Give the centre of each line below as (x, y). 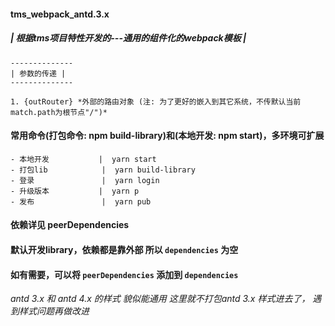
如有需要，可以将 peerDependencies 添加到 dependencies (124, 274)
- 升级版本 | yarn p (75, 191)
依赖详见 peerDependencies (70, 225)
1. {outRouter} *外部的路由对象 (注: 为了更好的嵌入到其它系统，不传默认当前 (156, 101)
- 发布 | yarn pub (81, 201)
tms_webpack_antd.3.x (60, 14)
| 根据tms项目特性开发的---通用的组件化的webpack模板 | (128, 38)
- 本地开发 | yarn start (83, 159)
